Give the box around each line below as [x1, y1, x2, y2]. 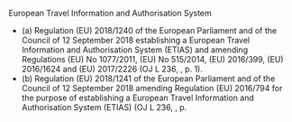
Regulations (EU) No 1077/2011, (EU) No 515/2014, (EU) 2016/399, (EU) [21, 54, 285, 64]
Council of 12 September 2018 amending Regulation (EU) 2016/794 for [21, 83, 283, 93]
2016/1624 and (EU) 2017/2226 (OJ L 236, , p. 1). [21, 63, 204, 74]
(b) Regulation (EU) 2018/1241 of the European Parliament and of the [21, 73, 276, 84]
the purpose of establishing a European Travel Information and [21, 92, 254, 103]
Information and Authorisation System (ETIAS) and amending [21, 44, 249, 55]
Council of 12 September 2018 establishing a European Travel [21, 35, 251, 45]
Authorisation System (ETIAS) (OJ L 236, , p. [21, 102, 187, 112]
